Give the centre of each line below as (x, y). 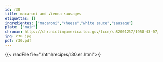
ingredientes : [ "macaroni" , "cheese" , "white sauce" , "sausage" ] (69, 23)
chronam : (14, 32)
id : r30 (13, 9)
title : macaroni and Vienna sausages (43, 14)
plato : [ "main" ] (21, 27)
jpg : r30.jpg (18, 37)
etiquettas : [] (20, 18)
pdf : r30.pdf (18, 41)
